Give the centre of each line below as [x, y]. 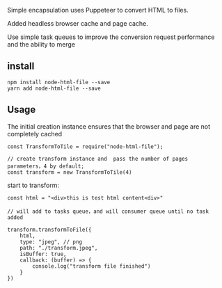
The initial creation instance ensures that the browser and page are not [109, 126]
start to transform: [33, 185]
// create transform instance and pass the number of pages [98, 159]
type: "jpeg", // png [51, 242]
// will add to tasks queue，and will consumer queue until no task [108, 211]
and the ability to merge [41, 44]
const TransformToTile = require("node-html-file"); [85, 146]
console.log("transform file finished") [92, 266]
